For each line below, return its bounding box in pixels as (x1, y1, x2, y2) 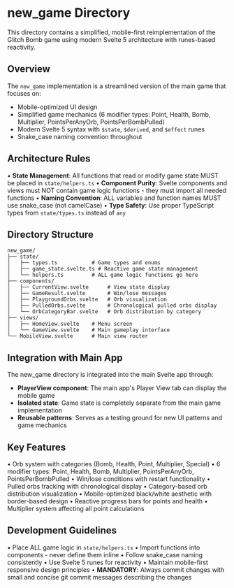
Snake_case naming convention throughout (17, 132, 142, 141)
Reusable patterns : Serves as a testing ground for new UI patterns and (17, 414, 223, 422)
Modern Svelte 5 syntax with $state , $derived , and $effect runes (17, 124, 205, 134)
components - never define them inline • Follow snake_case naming (7, 550, 203, 559)
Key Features (7, 441, 66, 453)
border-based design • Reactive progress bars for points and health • (7, 497, 208, 505)
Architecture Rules (7, 152, 91, 165)
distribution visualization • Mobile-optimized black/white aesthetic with (7, 489, 212, 498)
